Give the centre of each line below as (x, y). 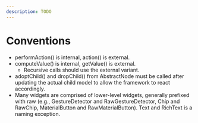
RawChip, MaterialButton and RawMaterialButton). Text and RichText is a (103, 108)
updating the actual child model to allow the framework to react (92, 82)
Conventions (39, 41)
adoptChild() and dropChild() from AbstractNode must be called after (99, 76)
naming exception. (37, 114)
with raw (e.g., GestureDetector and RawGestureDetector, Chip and (97, 101)
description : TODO (29, 12)
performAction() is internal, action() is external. (72, 57)
